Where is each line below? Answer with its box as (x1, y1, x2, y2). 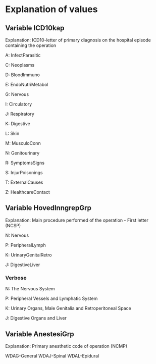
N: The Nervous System (5, 286, 55, 292)
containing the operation (5, 42, 57, 48)
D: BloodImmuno (5, 72, 40, 78)
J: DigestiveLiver (5, 262, 40, 268)
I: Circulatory (5, 101, 32, 107)
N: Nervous (5, 232, 29, 238)
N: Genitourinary (5, 150, 40, 156)
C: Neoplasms (5, 62, 35, 68)
